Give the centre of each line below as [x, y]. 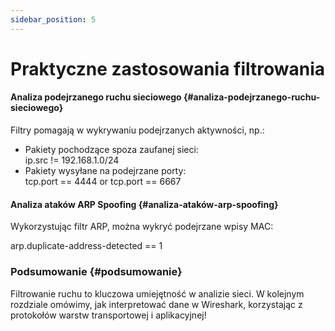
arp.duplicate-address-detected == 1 [86, 246]
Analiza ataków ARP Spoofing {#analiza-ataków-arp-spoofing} [144, 204]
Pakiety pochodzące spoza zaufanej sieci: [111, 150]
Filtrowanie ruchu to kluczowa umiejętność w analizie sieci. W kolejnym [157, 293]
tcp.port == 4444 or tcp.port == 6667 [103, 182]
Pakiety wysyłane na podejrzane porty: [105, 171]
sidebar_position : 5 [53, 19]
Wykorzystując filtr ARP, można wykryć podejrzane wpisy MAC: [142, 227]
